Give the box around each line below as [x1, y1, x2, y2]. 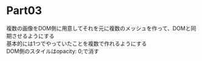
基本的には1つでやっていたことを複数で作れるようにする [6, 40, 147, 47]
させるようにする [11, 32, 55, 40]
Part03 [6, 4, 43, 18]
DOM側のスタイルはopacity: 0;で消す [6, 47, 99, 55]
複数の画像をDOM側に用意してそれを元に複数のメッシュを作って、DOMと [6, 24, 191, 32]
